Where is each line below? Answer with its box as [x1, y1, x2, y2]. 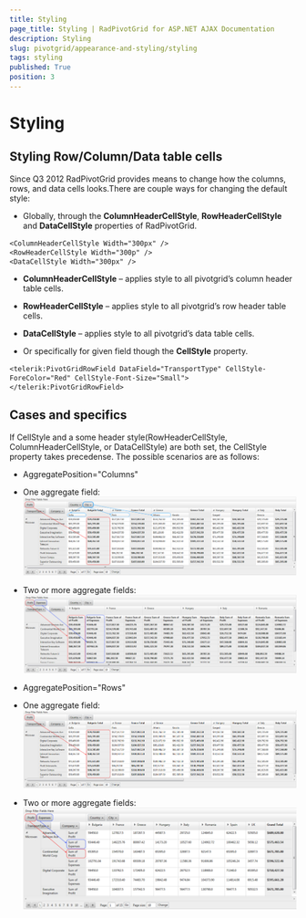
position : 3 [9, 73, 55, 82]
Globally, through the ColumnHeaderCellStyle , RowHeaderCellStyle [22, 210, 282, 221]
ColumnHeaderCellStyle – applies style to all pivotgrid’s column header [22, 273, 293, 284]
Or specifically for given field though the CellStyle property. [22, 345, 249, 356]
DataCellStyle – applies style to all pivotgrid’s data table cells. [22, 328, 255, 339]
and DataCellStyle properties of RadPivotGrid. [22, 220, 198, 231]
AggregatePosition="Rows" [22, 682, 126, 693]
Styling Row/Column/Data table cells [9, 149, 223, 164]
